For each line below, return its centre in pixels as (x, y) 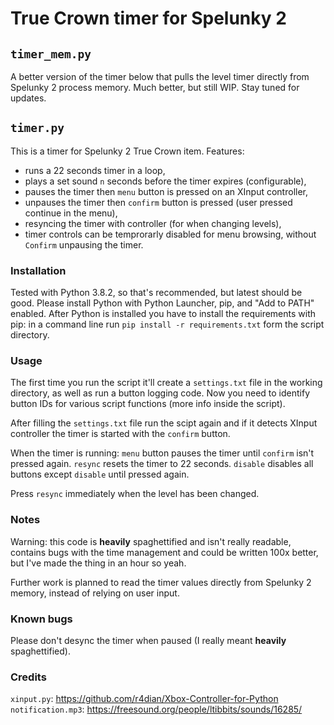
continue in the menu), (71, 213)
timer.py (37, 128)
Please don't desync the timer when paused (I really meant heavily (148, 640)
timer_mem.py (51, 54)
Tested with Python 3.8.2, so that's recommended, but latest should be (156, 293)
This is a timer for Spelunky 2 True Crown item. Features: (127, 151)
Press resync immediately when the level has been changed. (135, 494)
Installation (38, 270)
